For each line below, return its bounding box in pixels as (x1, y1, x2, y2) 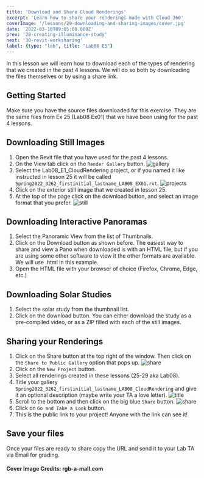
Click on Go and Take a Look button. (15, 404, 106, 411)
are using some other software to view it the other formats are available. (15, 252, 196, 259)
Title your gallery (15, 378, 58, 385)
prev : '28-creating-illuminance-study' (6, 32, 108, 38)
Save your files (6, 429, 65, 439)
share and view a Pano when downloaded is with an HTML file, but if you (15, 245, 199, 253)
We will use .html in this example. (15, 259, 99, 266)
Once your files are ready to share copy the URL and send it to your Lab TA (6, 444, 195, 452)
